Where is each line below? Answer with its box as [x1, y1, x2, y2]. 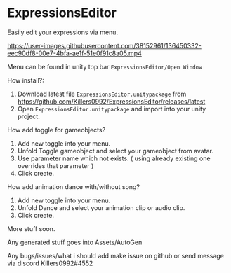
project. [17, 112, 40, 120]
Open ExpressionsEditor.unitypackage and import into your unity [17, 104, 206, 113]
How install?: [7, 76, 44, 85]
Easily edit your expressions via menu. [7, 28, 118, 36]
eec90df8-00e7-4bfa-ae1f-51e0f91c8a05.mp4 [7, 49, 142, 57]
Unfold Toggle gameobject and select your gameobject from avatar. [17, 146, 214, 155]
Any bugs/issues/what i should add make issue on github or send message [7, 251, 225, 260]
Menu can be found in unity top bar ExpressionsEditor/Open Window [7, 62, 202, 71]
